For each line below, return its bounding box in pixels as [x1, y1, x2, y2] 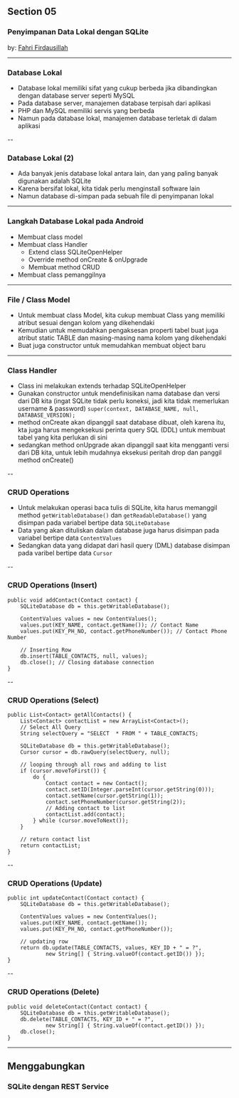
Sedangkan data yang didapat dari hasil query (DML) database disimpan [17, 541, 230, 550]
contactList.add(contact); [45, 811, 126, 819]
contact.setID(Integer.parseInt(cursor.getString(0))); [45, 786, 215, 794]
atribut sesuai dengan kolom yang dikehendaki [17, 318, 155, 326]
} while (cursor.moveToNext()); [33, 817, 129, 824]
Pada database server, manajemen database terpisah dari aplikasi [17, 99, 211, 107]
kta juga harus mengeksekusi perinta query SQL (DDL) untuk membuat [17, 426, 225, 435]
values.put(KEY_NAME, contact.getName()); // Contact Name [20, 622, 199, 629]
